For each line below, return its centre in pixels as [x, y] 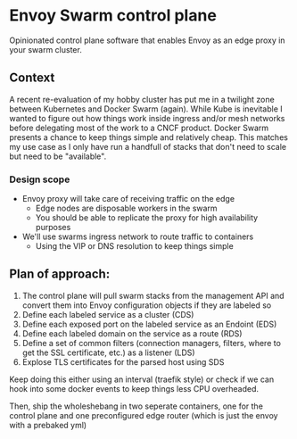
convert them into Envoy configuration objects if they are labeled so [147, 305]
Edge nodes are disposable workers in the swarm [126, 208]
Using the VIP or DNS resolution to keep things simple [134, 246]
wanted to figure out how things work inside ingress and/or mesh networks [147, 118]
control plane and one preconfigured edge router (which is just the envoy [144, 415]
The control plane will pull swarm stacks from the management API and [153, 295]
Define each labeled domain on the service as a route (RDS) [132, 333]
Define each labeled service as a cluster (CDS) [108, 314]
